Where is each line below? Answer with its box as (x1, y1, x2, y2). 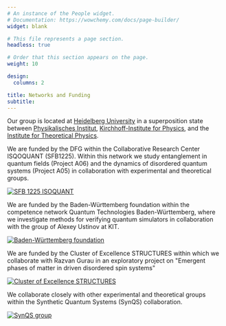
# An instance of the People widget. (7, 10, 115, 17)
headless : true (7, 42, 51, 49)
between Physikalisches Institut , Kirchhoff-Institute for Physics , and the (7, 124, 210, 133)
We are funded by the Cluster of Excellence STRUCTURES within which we (7, 249, 220, 258)
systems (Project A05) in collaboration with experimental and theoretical (7, 166, 212, 175)
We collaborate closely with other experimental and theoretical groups (7, 290, 206, 299)
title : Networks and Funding (7, 91, 91, 98)
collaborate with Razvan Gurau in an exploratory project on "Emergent (7, 257, 206, 265)
